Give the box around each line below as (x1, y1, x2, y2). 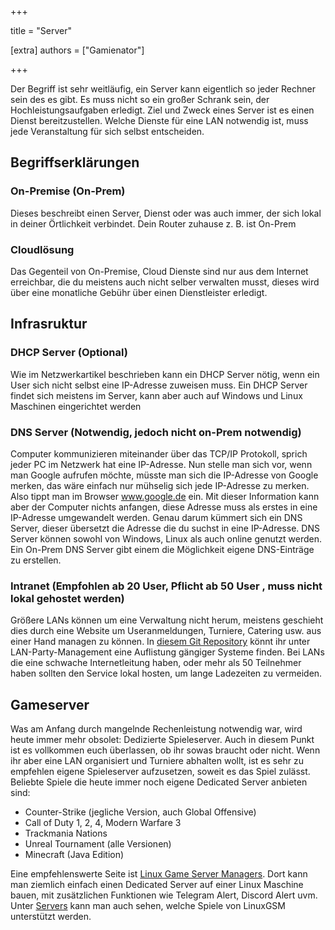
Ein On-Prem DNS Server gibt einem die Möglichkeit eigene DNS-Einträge (10, 543, 315, 555)
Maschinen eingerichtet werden (10, 400, 142, 412)
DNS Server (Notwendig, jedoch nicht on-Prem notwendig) (10, 425, 302, 439)
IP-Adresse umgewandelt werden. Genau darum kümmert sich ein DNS (10, 511, 303, 523)
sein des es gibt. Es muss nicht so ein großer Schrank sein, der (10, 94, 270, 105)
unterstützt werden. (10, 911, 92, 923)
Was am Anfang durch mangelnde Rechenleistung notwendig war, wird (10, 723, 303, 735)
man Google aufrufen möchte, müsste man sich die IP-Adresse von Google (10, 469, 319, 481)
